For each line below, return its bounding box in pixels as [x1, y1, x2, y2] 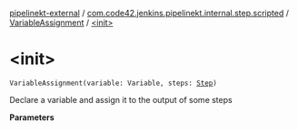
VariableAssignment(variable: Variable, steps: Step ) [9, 79, 218, 88]
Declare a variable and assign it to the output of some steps [9, 94, 233, 105]
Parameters [9, 112, 55, 123]
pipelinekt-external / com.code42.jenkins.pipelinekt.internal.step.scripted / [9, 8, 289, 18]
